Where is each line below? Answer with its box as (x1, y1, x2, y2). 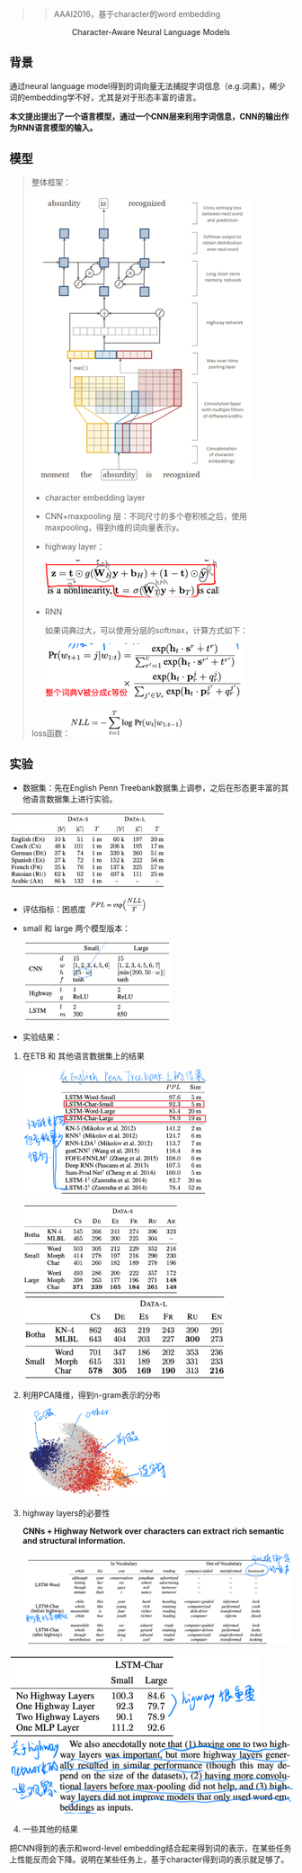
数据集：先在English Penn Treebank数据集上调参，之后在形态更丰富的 (22, 782, 281, 793)
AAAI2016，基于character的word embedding (53, 9, 221, 19)
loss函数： (31, 728, 71, 739)
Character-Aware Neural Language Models (71, 27, 231, 37)
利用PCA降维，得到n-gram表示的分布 (22, 1390, 162, 1401)
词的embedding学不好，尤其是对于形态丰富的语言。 (9, 92, 201, 103)
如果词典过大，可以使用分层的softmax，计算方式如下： (44, 624, 249, 635)
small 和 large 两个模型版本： (22, 923, 130, 934)
